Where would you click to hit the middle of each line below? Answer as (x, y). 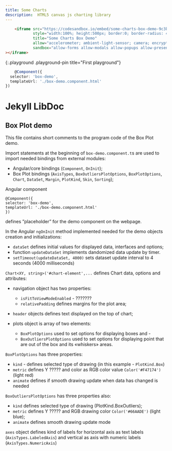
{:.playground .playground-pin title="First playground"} (63, 62)
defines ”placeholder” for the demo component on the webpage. (73, 222)
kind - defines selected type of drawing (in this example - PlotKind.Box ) (89, 364)
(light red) (23, 375)
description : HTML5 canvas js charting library (58, 15)
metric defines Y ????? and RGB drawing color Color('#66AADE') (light (87, 411)
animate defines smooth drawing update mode (62, 422)
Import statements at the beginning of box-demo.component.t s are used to (82, 153)
